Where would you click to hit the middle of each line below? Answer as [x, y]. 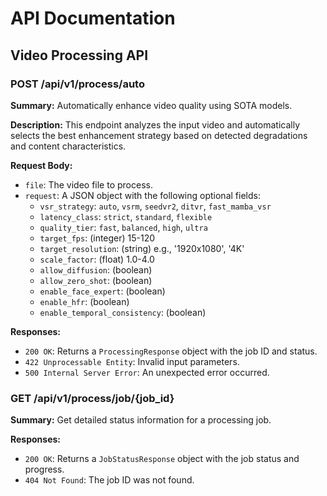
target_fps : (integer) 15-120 [97, 238]
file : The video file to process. [88, 184]
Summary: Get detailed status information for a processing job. [141, 420]
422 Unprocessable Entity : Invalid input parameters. [132, 361]
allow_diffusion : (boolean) [96, 269]
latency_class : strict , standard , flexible [126, 216]
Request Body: [41, 165]
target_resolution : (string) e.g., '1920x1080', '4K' [142, 248]
